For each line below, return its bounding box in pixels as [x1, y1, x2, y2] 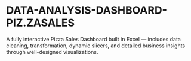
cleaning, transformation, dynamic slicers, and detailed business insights [6, 42, 186, 49]
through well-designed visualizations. [6, 48, 98, 55]
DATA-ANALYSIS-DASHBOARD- [6, 4, 167, 17]
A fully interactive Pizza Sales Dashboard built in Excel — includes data [6, 36, 181, 43]
